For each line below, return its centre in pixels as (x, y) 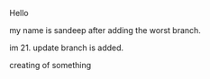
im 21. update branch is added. (67, 48)
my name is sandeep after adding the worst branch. (105, 30)
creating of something (50, 65)
